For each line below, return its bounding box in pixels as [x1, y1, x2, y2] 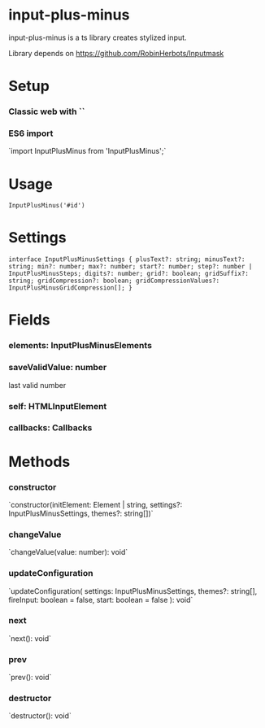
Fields [8, 311, 50, 329]
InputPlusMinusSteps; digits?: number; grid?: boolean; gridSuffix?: [8, 270, 250, 278]
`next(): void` [8, 633, 51, 643]
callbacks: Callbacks [8, 422, 93, 434]
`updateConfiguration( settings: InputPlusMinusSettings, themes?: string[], [8, 586, 258, 595]
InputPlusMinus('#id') [8, 202, 85, 210]
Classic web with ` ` [8, 106, 85, 117]
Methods [8, 452, 71, 471]
